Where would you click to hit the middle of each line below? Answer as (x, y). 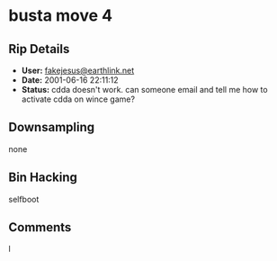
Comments (40, 227)
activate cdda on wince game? (78, 99)
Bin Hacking (43, 178)
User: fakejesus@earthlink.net (78, 70)
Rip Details (39, 49)
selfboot (24, 199)
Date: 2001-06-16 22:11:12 (70, 80)
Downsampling (52, 127)
